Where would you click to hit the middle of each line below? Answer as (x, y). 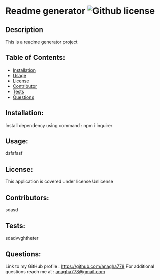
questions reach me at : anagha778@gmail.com (55, 271)
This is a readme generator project (41, 42)
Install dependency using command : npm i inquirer (59, 125)
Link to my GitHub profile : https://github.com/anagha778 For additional (80, 266)
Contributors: (27, 197)
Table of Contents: (35, 58)
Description (24, 30)
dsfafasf (14, 153)
